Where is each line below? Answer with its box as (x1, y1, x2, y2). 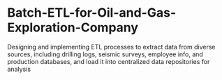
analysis (7, 65, 31, 73)
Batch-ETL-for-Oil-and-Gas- (7, 5, 177, 21)
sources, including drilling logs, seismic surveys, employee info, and (7, 50, 204, 58)
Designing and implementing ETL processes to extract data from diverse (7, 42, 216, 51)
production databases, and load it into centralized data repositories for (7, 57, 210, 65)
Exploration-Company (7, 19, 138, 35)
